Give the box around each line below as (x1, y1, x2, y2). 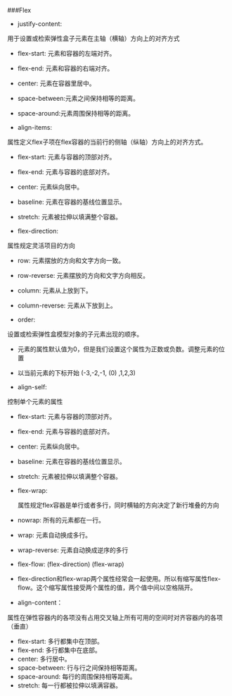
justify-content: (17, 20, 62, 28)
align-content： (17, 599, 63, 606)
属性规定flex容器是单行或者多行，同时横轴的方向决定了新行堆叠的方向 (17, 501, 219, 509)
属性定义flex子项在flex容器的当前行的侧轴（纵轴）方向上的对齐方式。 (7, 138, 207, 146)
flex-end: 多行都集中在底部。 (17, 646, 101, 654)
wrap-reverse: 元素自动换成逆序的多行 (17, 546, 129, 554)
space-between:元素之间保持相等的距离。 (17, 94, 139, 102)
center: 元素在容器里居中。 (17, 79, 96, 87)
